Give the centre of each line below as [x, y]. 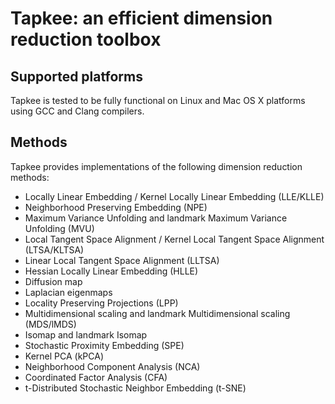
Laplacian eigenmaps [68, 292]
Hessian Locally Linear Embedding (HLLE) [111, 271]
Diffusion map [53, 281]
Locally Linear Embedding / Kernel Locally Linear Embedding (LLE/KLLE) [174, 196]
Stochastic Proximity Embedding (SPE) [104, 345]
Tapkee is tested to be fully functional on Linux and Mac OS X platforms [158, 100]
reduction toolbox [86, 39]
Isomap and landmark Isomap [86, 334]
